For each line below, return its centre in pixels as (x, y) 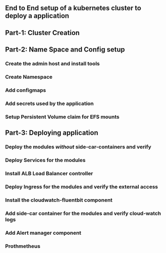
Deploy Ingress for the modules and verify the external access (82, 187)
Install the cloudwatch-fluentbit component (59, 200)
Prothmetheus (23, 246)
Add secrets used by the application (50, 103)
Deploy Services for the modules (45, 160)
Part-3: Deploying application (52, 133)
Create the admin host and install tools (53, 64)
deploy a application (37, 16)
